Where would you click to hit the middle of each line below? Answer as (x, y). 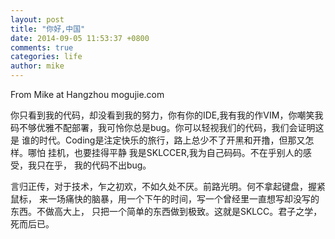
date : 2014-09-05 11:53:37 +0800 (80, 38)
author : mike (37, 66)
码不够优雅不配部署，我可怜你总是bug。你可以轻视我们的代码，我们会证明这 (167, 127)
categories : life (46, 57)
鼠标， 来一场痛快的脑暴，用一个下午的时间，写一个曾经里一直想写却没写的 (165, 199)
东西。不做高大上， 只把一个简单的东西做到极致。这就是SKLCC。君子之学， (166, 211)
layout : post (37, 19)
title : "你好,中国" (48, 29)
